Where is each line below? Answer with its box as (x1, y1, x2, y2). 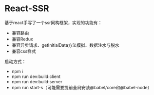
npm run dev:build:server (11, 78, 63, 84)
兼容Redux (11, 36, 34, 42)
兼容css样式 (11, 48, 36, 54)
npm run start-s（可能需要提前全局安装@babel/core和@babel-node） (11, 84, 152, 90)
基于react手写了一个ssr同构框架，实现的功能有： (4, 19, 102, 25)
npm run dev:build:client (11, 74, 60, 79)
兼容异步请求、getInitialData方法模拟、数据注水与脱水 (11, 42, 120, 48)
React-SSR (4, 3, 49, 14)
